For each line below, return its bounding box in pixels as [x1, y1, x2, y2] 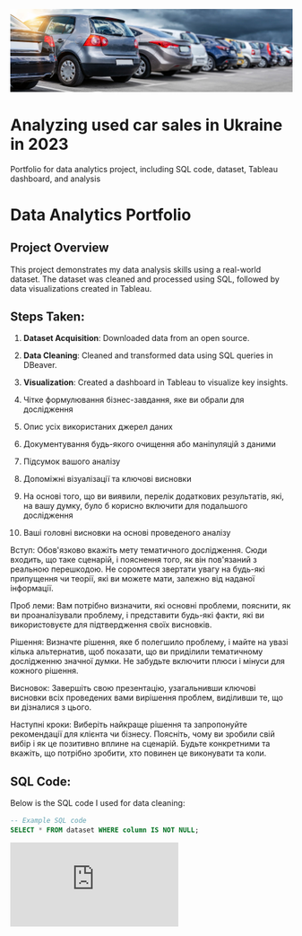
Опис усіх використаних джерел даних [22, 422, 173, 433]
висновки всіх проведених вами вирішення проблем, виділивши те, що [10, 692, 284, 704]
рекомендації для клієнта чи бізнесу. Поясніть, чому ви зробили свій [10, 729, 276, 739]
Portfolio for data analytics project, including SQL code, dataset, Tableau [10, 163, 279, 174]
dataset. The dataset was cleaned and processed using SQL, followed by [10, 274, 280, 284]
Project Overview [10, 241, 109, 256]
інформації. [10, 583, 54, 594]
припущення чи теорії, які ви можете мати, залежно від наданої [10, 573, 255, 584]
